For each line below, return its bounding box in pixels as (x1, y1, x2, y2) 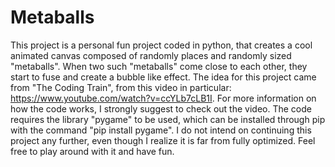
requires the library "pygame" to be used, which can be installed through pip (10, 113, 326, 125)
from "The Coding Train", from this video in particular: (10, 81, 232, 93)
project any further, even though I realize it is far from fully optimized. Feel (10, 134, 316, 146)
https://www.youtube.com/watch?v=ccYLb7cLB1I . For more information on (10, 92, 317, 104)
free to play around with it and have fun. (10, 145, 175, 157)
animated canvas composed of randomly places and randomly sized (10, 49, 292, 61)
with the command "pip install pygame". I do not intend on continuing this (10, 124, 312, 136)
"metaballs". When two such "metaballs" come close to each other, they (10, 60, 308, 72)
